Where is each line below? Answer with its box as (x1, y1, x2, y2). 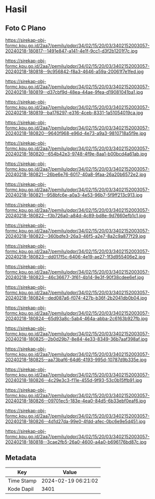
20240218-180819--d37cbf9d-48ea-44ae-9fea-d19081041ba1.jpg (5, 89, 143, 95)
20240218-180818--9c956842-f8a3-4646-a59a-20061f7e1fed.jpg (5, 68, 144, 74)
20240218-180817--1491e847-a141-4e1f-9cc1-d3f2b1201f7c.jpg (5, 48, 138, 54)
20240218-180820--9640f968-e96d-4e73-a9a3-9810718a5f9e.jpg (5, 130, 146, 136)
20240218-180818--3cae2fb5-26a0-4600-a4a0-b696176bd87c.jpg (5, 439, 147, 445)
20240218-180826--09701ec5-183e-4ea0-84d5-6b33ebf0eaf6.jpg (5, 398, 146, 404)
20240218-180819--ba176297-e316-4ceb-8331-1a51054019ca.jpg (5, 110, 143, 116)
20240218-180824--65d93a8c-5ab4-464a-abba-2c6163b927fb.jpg (5, 316, 148, 321)
